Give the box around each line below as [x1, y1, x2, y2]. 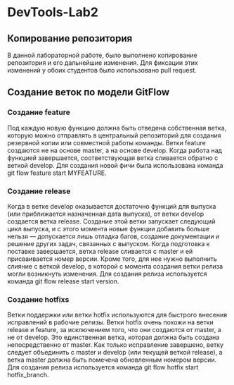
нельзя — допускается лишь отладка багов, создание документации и [7, 232, 220, 240]
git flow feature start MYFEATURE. [7, 169, 107, 177]
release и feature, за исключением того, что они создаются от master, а [7, 326, 221, 334]
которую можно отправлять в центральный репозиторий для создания [7, 131, 221, 140]
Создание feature [7, 107, 70, 117]
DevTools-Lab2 [7, 4, 98, 20]
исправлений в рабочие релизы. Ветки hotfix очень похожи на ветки [7, 318, 214, 326]
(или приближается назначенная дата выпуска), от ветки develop [7, 209, 204, 218]
